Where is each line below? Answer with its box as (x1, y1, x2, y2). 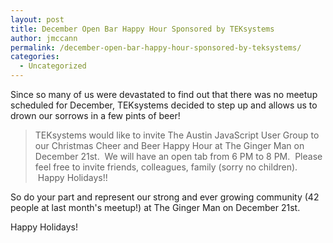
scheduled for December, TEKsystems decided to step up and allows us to (10, 99, 318, 111)
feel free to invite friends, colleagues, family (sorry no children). (34, 161, 298, 173)
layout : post (10, 14, 65, 25)
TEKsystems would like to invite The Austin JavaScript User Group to (34, 129, 320, 141)
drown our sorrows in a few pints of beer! (10, 110, 181, 121)
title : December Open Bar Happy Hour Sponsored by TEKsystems (10, 24, 275, 34)
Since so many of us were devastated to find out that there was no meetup (10, 89, 318, 100)
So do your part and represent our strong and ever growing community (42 (10, 191, 320, 203)
